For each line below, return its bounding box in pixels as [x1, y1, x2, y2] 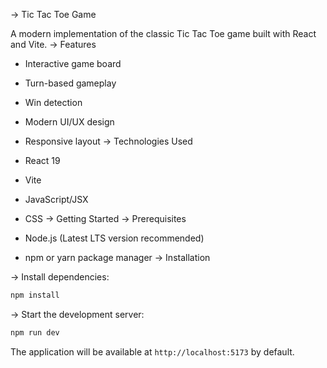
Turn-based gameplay [24, 77, 117, 89]
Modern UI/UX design [24, 116, 115, 128]
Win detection [24, 97, 83, 108]
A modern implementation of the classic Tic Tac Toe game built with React [10, 28, 317, 39]
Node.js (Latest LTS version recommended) [24, 232, 205, 244]
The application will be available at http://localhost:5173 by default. [10, 345, 295, 358]
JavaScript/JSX [24, 194, 89, 205]
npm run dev [10, 327, 60, 338]
